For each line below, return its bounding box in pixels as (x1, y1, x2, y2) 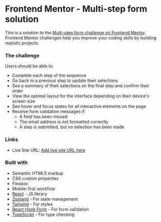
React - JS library (12, 190, 48, 197)
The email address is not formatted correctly (19, 119, 109, 125)
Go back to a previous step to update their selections (12, 78, 118, 83)
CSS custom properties (12, 175, 59, 181)
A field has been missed (19, 114, 68, 120)
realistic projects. (5, 40, 40, 46)
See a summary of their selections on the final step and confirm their (12, 83, 149, 89)
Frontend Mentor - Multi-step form (5, 3, 147, 15)
